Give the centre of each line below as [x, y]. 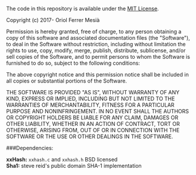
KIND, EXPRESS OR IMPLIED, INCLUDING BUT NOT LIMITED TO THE [91, 98]
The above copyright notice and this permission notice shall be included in [97, 74]
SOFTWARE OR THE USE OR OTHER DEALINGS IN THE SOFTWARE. [90, 136]
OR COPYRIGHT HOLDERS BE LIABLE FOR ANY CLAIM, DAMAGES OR [92, 117]
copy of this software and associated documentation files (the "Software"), [98, 38]
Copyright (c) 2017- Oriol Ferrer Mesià [53, 20]
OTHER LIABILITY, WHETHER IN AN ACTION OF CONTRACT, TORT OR [93, 124]
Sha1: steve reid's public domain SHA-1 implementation [74, 166]
